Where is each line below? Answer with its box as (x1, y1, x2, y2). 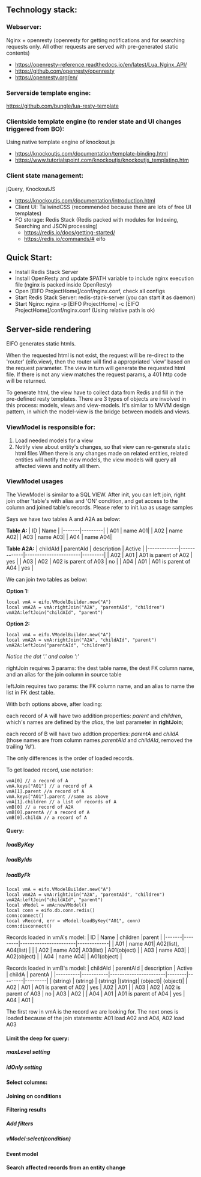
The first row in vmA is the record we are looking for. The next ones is (6, 1008, 179, 1015)
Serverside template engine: (6, 88, 91, 97)
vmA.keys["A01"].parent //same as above (6, 793, 109, 800)
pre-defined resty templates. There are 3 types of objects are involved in (6, 395, 186, 403)
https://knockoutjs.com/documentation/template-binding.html (14, 150, 168, 157)
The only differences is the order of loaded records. (6, 754, 134, 762)
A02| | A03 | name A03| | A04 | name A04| (6, 533, 112, 540)
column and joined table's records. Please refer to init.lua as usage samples (6, 503, 193, 511)
